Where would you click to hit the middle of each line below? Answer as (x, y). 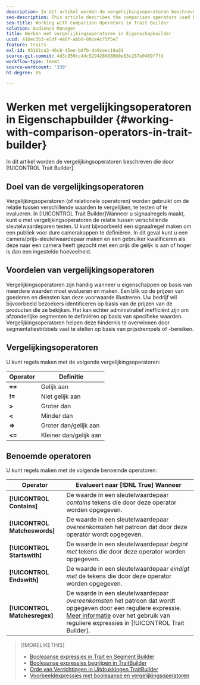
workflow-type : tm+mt (33, 61)
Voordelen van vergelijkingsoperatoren (80, 270)
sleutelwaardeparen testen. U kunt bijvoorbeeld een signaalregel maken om (99, 226)
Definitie (71, 377)
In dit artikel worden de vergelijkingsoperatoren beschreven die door (90, 162)
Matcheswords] (32, 531)
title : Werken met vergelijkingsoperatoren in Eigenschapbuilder (89, 34)
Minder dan (57, 415)
